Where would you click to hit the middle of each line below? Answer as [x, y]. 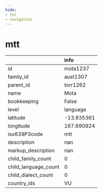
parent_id [19, 85]
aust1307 [76, 77]
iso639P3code [25, 134]
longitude [19, 126]
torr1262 [75, 85]
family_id [18, 77]
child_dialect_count [30, 175]
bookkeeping [23, 101]
